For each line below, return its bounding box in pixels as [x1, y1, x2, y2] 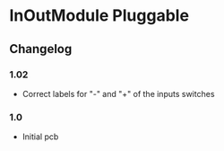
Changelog [9, 41, 73, 57]
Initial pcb [22, 131, 59, 142]
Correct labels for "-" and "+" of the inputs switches [22, 88, 215, 99]
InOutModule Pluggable [9, 5, 190, 26]
